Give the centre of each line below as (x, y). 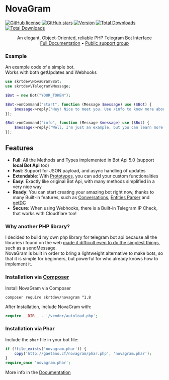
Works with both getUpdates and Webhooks (51, 72)
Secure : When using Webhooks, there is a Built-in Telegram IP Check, (85, 208)
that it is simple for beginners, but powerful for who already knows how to (82, 259)
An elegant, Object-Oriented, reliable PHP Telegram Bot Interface (84, 38)
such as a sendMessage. (31, 248)
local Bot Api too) (31, 165)
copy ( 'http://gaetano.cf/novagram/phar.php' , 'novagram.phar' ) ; (83, 353)
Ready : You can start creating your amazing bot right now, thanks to (83, 192)
